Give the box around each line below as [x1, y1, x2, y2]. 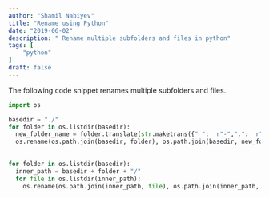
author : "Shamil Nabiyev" [8, 11, 94, 20]
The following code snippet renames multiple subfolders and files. [8, 85, 227, 95]
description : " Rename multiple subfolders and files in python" [8, 34, 231, 42]
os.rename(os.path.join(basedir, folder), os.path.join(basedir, [15, 137, 239, 146]
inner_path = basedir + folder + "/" [15, 167, 142, 176]
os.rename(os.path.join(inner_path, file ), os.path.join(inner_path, [22, 182, 260, 190]
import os [8, 101, 42, 109]
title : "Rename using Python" [8, 19, 110, 27]
